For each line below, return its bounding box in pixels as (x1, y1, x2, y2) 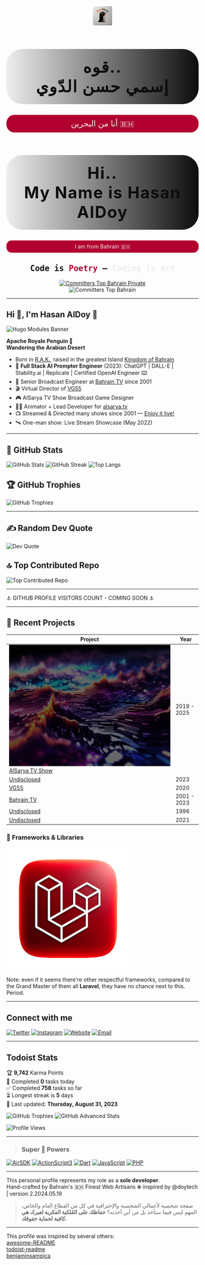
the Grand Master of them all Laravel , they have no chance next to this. (6, 983, 185, 990)
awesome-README (6, 1239, 56, 1247)
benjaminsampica (6, 1252, 51, 1259)
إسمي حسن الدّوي (35, 76, 170, 96)
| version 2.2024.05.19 (6, 1190, 62, 1198)
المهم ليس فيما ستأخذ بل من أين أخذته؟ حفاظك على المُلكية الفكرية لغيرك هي (21, 1209, 197, 1216)
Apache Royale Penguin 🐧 (6, 338, 73, 345)
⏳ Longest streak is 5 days (6, 1091, 74, 1099)
